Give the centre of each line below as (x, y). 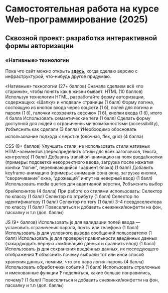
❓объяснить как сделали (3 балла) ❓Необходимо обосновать (71, 129)
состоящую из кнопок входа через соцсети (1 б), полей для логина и (79, 107)
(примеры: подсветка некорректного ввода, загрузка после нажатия (79, 162)
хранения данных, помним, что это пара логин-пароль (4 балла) (75, 261)
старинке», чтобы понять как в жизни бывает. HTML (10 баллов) (74, 91)
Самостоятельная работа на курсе (82, 9)
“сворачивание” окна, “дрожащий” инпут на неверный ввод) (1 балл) (79, 178)
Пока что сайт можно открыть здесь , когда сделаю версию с (71, 71)
